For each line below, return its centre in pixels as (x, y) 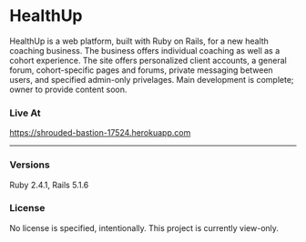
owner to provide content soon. (68, 89)
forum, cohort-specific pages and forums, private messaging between (141, 70)
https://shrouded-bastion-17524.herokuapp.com (100, 133)
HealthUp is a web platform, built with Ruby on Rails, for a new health (139, 41)
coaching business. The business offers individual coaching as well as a (145, 50)
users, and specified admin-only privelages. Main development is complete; (152, 79)
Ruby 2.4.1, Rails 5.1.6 (49, 185)
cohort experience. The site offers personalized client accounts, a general (148, 60)
